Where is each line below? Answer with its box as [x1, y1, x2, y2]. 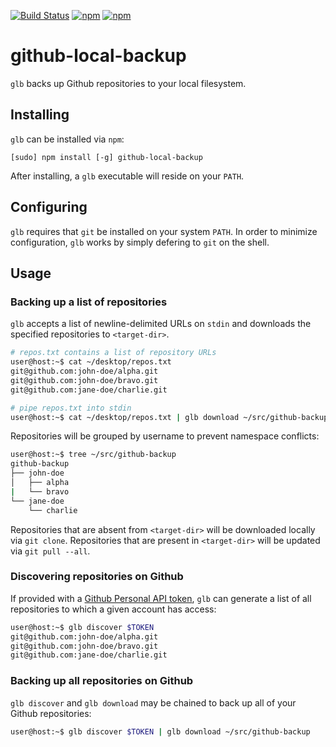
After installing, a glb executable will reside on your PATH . [10, 170, 245, 182]
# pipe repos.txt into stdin [10, 403, 132, 413]
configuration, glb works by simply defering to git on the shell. [10, 236, 270, 248]
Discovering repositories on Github [10, 570, 184, 584]
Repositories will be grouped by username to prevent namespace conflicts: [10, 430, 320, 442]
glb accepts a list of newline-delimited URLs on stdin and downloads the [10, 318, 312, 330]
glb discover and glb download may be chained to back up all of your [10, 696, 297, 709]
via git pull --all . [10, 545, 91, 557]
